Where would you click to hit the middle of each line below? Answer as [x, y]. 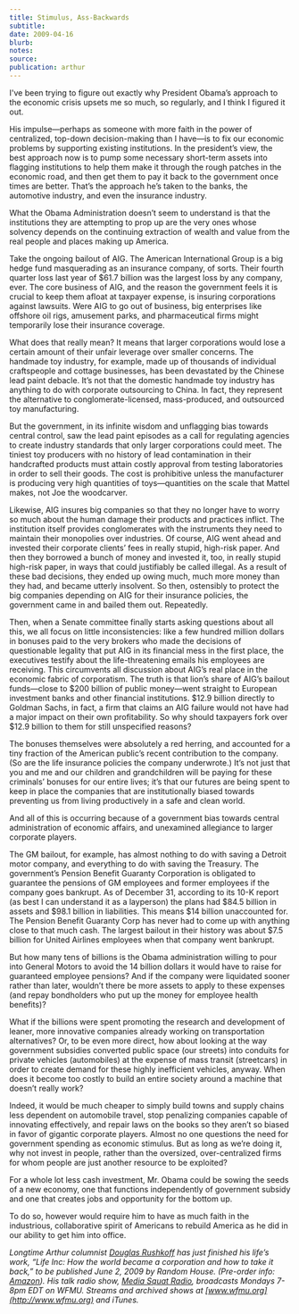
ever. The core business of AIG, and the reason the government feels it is [144, 287]
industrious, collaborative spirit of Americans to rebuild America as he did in [149, 1226]
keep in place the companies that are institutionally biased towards [132, 791]
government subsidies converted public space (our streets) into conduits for [149, 1050]
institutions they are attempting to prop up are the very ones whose [133, 222]
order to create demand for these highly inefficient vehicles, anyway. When [147, 1069]
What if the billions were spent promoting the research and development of [147, 1021]
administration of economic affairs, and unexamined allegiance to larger [141, 827]
